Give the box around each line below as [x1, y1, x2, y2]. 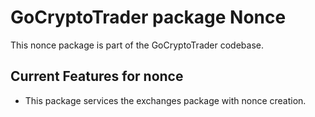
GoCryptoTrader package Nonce [10, 6, 287, 29]
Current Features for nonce [10, 68, 184, 85]
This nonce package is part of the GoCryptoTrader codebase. [10, 39, 264, 51]
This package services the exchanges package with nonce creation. [24, 94, 307, 106]
